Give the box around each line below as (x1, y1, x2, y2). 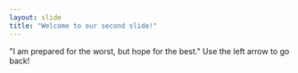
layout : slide (9, 12, 62, 22)
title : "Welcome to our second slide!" (9, 21, 158, 30)
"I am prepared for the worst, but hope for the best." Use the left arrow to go (9, 45, 290, 56)
